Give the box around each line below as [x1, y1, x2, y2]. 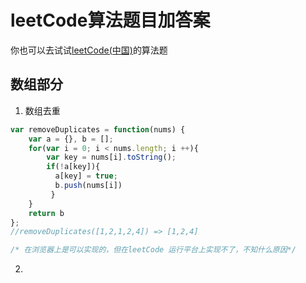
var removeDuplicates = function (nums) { [10, 124, 186, 135]
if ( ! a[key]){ [46, 162, 101, 172]
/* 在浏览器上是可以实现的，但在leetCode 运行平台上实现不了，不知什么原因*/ [10, 245, 297, 255]
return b [28, 208, 65, 218]
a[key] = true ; [54, 171, 118, 181]
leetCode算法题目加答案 [10, 9, 211, 32]
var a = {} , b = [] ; [28, 134, 114, 144]
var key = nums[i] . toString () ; [46, 152, 177, 163]
